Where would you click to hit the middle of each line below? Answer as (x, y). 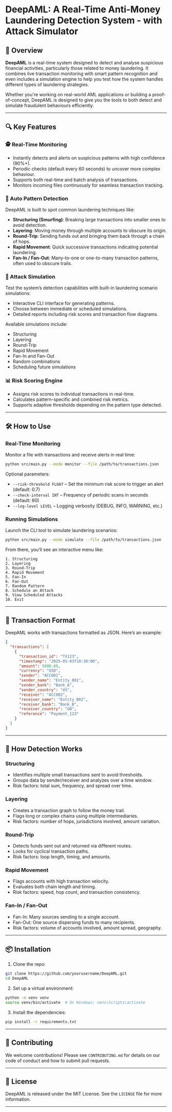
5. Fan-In (16, 577)
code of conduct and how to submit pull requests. (58, 1061)
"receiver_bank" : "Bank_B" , (49, 704)
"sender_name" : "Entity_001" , (51, 680)
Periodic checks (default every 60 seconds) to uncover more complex (87, 169)
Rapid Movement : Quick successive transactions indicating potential (85, 247)
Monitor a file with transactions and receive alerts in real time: (70, 455)
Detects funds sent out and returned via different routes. (72, 846)
